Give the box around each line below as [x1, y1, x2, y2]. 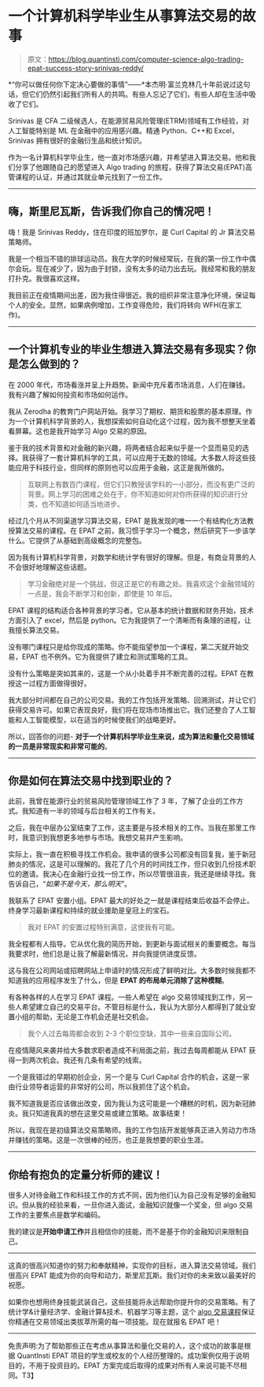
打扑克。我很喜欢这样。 [8, 273, 84, 283]
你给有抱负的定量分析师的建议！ [8, 1168, 163, 1181]
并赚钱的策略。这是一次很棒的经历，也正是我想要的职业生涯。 [8, 1136, 208, 1145]
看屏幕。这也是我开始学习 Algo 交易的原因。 [8, 426, 151, 436]
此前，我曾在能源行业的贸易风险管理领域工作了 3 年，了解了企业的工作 [8, 797, 237, 806]
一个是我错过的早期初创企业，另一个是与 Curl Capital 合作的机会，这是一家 [8, 1073, 250, 1082]
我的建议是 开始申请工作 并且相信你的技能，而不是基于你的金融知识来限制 [8, 1227, 242, 1236]
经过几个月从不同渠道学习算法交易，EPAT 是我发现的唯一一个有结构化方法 [8, 515, 247, 525]
